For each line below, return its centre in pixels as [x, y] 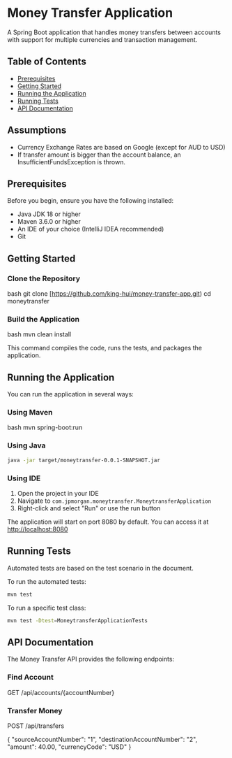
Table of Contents [47, 62]
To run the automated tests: [47, 581]
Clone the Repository [44, 278]
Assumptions [37, 130]
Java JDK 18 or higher [49, 214]
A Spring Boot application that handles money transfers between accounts [114, 32]
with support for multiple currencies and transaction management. [102, 39]
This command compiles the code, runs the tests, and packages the [105, 348]
